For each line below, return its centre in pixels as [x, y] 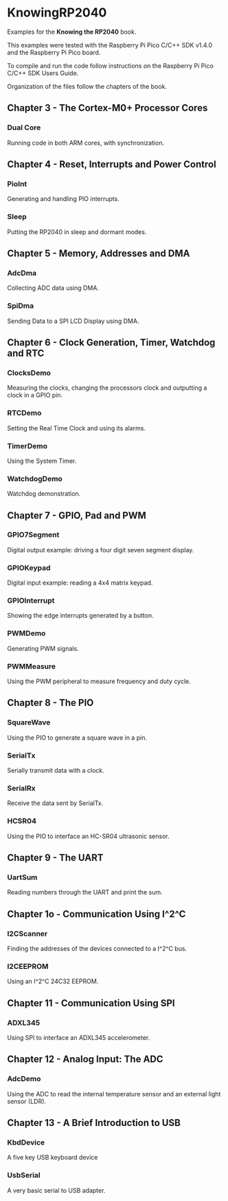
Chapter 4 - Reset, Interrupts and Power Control [112, 164]
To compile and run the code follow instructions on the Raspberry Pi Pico [111, 65]
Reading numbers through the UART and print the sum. [85, 892]
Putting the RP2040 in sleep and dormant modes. [77, 231]
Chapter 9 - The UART [55, 858]
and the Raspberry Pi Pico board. [54, 52]
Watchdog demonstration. [44, 494]
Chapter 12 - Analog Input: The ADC [85, 1059]
